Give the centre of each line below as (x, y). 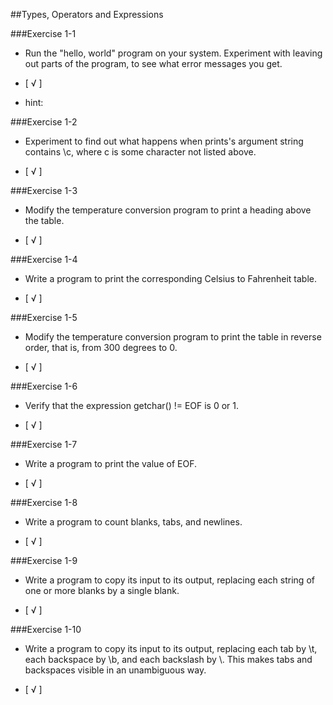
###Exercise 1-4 (44, 259)
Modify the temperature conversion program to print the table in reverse (173, 337)
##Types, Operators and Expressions (87, 14)
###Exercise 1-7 (44, 444)
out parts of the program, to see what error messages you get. (153, 63)
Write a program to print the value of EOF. (110, 463)
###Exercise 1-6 (44, 386)
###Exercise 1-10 (46, 629)
